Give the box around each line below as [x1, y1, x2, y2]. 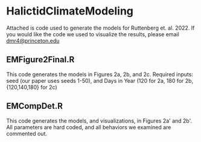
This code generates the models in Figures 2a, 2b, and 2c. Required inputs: [6, 71, 193, 78]
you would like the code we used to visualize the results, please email [6, 30, 179, 37]
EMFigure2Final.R [6, 54, 75, 65]
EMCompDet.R [6, 101, 63, 111]
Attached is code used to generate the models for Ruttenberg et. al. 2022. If [6, 24, 195, 31]
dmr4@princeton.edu [6, 37, 60, 44]
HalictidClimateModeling [6, 4, 134, 18]
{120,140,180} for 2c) [6, 83, 57, 91]
